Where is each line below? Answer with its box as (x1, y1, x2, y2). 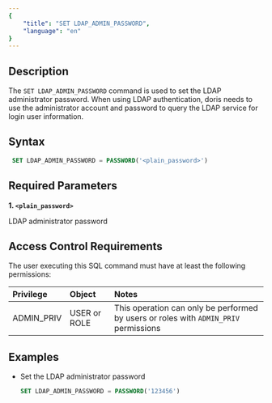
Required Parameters (8, 179, 117, 193)
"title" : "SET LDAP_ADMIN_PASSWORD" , (23, 19, 151, 28)
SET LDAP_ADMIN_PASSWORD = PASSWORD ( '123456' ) (19, 388, 181, 396)
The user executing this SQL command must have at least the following (8, 261, 246, 271)
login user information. (8, 112, 84, 121)
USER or (70, 308, 102, 319)
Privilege (12, 289, 48, 300)
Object (70, 289, 96, 300)
